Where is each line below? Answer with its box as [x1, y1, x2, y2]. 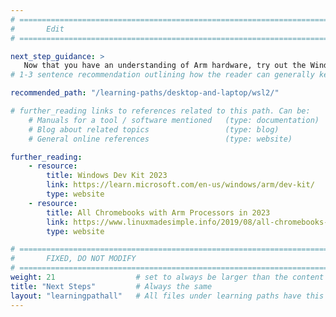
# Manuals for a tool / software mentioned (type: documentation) [28, 115, 320, 125]
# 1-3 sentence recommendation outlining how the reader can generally [10, 70, 315, 80]
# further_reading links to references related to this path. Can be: [10, 106, 311, 116]
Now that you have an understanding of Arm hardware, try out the [23, 61, 307, 71]
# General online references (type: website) [28, 134, 293, 144]
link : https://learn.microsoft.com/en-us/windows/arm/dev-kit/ [46, 180, 315, 190]
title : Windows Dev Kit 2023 [46, 171, 168, 181]
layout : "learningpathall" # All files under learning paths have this [10, 291, 325, 301]
